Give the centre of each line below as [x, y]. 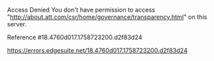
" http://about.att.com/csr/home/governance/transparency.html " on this [107, 17]
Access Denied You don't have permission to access [81, 10]
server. [17, 24]
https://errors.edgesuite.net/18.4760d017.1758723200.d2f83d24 [97, 50]
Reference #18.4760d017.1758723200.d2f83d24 [75, 37]
